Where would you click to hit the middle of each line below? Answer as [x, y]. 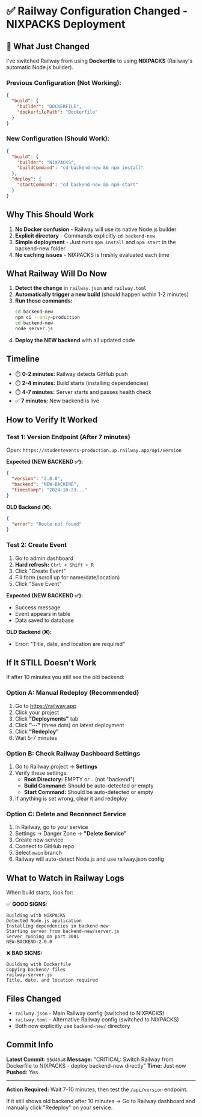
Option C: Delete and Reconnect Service [66, 814]
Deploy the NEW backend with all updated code [75, 340]
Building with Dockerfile [38, 965]
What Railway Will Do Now [57, 273]
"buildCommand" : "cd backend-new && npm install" [81, 168]
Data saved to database [44, 620]
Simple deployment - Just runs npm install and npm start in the [95, 242]
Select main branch [38, 853]
